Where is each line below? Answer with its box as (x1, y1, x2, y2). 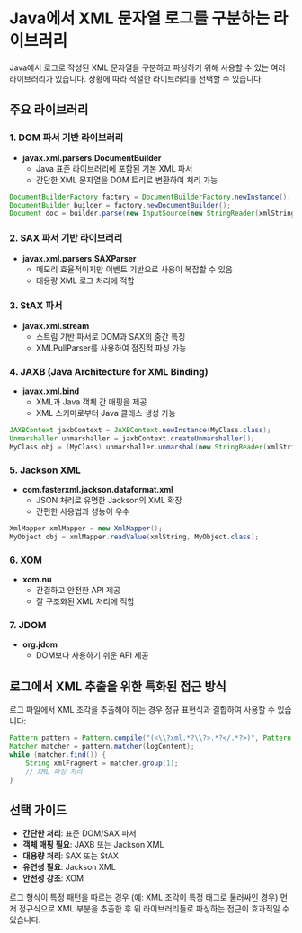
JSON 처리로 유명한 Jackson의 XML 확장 (35, 495, 182, 506)
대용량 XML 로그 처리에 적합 (35, 275, 135, 286)
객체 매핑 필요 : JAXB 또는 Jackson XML (22, 840, 164, 850)
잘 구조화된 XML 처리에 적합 (35, 596, 135, 607)
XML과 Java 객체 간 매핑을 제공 (35, 396, 147, 407)
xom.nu (22, 574, 52, 585)
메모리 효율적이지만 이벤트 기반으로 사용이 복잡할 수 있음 (35, 263, 234, 274)
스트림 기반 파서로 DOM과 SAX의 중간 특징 (35, 331, 186, 342)
